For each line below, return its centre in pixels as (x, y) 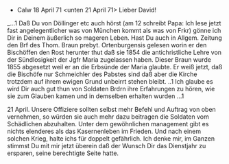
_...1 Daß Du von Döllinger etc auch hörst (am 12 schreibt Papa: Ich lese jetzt (114, 23)
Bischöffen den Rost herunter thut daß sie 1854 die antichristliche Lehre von (114, 52)
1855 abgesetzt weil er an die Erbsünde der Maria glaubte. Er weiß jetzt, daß (115, 67)
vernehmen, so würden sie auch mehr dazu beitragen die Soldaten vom (108, 117)
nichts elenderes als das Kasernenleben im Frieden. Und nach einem (104, 131)
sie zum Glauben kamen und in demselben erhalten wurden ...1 (96, 96)
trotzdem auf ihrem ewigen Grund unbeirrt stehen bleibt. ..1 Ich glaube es (110, 81)
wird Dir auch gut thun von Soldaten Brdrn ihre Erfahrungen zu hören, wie (111, 89)
